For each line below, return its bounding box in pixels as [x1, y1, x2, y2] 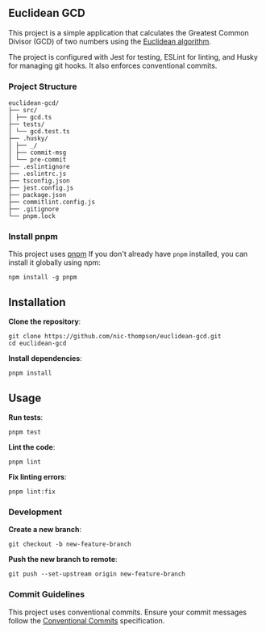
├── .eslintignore [8, 163, 70, 171]
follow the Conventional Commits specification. [8, 615, 165, 625]
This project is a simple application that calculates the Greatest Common [8, 27, 250, 37]
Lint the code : [8, 442, 56, 452]
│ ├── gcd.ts [8, 113, 52, 122]
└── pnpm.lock [8, 212, 56, 220]
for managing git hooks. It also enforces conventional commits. [8, 61, 218, 70]
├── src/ [8, 107, 38, 115]
